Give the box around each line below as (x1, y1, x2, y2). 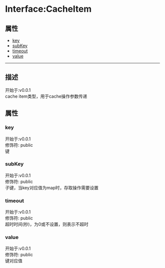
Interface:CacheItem (5, 3, 92, 15)
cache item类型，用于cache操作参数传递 (5, 93, 87, 99)
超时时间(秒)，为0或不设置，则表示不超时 (5, 221, 89, 227)
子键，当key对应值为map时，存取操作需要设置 (5, 185, 99, 190)
